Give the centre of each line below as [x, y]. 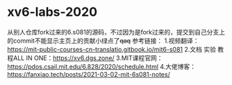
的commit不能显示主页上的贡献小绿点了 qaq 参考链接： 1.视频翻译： [103, 40]
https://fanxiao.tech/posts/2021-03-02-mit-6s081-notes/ [89, 74]
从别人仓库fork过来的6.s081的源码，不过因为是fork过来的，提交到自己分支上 [116, 32]
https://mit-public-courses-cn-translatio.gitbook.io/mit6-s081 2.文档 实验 [112, 49]
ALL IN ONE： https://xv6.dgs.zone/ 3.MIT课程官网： [88, 58]
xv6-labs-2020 [52, 12]
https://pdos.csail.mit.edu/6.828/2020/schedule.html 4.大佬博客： [102, 66]
